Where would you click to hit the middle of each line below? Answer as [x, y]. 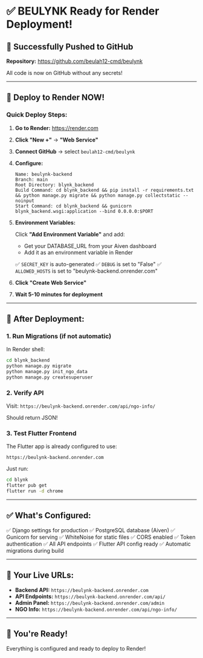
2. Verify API [25, 393]
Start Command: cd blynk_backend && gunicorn [73, 206]
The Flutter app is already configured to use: [62, 446]
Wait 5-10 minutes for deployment [59, 294]
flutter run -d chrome [35, 491]
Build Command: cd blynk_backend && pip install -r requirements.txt [105, 190]
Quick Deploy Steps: [37, 115]
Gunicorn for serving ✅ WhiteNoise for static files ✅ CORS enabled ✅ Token [101, 537]
